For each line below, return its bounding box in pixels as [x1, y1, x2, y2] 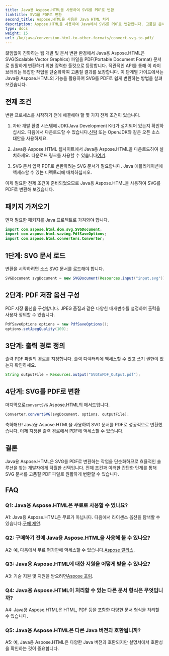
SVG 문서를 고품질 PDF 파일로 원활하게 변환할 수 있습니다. [5, 471, 119, 477]
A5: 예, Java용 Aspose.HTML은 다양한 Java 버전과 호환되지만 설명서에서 [5, 639, 150, 645]
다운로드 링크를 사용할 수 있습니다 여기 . [31, 152, 107, 158]
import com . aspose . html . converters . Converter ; [5, 236, 105, 241]
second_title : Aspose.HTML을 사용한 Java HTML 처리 [5, 17, 110, 22]
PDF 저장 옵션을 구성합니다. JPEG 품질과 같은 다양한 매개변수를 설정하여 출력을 [5, 305, 160, 311]
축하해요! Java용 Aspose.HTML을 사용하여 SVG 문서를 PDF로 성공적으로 [5, 421, 149, 427]
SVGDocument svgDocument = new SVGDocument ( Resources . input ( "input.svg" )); [5, 276, 167, 281]
